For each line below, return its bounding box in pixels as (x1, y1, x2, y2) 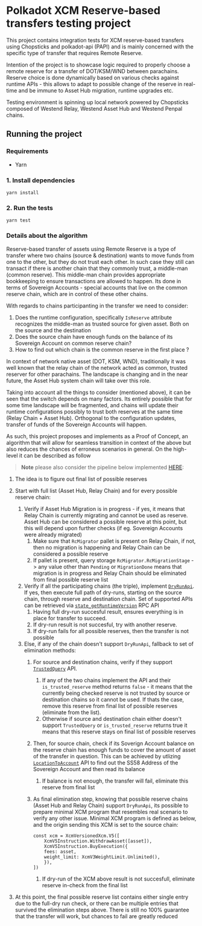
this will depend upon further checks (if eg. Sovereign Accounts (24, 524, 183, 531)
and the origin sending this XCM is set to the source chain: (33, 821, 178, 828)
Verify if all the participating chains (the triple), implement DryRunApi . (24, 582, 195, 589)
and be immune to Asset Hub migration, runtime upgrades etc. (18, 87, 174, 94)
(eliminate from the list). (42, 709, 101, 716)
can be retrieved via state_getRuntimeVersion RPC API (24, 602, 160, 609)
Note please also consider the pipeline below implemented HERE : (21, 464, 184, 471)
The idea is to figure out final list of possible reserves (14, 475, 148, 482)
